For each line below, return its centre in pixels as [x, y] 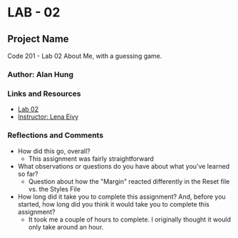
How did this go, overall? [54, 151]
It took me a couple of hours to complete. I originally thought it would [130, 219]
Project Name [38, 39]
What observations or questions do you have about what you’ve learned [124, 166]
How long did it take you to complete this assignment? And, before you [121, 197]
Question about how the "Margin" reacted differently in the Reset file [129, 181]
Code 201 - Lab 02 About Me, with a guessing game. [85, 56]
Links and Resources [44, 94]
